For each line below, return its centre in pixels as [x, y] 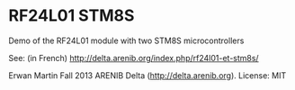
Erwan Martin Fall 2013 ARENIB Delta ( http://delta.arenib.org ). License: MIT [147, 75]
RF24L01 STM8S [72, 16]
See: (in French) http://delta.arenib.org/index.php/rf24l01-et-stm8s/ [134, 58]
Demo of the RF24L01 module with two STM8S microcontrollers [126, 40]
